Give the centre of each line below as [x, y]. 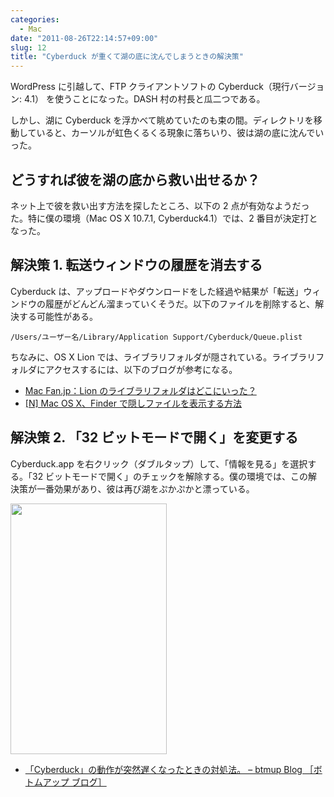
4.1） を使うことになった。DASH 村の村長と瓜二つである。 [144, 99]
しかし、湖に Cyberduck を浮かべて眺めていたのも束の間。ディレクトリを [162, 120]
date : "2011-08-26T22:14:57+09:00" [84, 38]
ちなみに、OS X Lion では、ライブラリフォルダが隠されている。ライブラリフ [167, 357]
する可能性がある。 [58, 316]
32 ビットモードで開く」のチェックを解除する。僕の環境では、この [170, 476]
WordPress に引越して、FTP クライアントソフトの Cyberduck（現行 [150, 87]
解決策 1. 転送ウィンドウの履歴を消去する [136, 265]
